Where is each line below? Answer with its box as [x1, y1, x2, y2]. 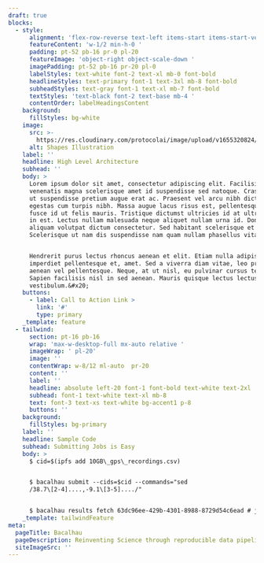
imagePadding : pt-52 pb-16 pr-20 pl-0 [28, 63, 156, 71]
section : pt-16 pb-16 [28, 332, 101, 341]
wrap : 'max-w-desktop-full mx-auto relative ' [28, 340, 185, 348]
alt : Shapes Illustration [28, 143, 114, 151]
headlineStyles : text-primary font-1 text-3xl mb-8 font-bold [28, 77, 237, 85]
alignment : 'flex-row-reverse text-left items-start [28, 33, 206, 42]
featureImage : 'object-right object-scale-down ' [28, 56, 195, 64]
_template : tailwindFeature [22, 514, 114, 522]
